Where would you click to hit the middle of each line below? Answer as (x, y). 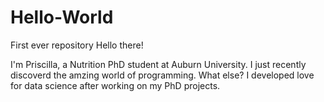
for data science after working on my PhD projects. (115, 85)
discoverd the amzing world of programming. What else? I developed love (162, 75)
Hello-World (62, 17)
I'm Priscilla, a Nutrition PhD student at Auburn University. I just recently (158, 64)
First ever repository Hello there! (77, 45)
